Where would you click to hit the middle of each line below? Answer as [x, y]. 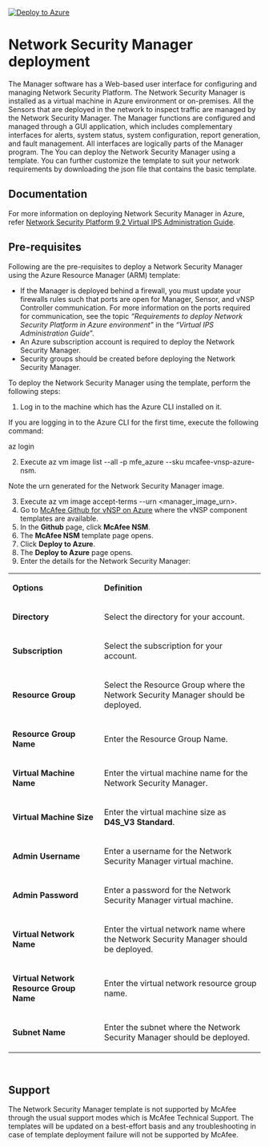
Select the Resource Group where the [175, 685]
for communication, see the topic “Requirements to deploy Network [131, 316]
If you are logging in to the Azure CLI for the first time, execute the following [133, 422]
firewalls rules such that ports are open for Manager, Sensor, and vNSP [137, 299]
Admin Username [46, 855]
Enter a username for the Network [168, 851]
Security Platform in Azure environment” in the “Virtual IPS [117, 324]
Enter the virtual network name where [175, 929]
